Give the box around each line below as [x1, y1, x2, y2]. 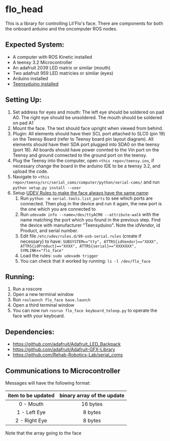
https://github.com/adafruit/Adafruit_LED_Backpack [12, 341, 121, 347]
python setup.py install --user [12, 185, 81, 191]
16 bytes [81, 400, 103, 408]
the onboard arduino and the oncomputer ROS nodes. [5, 25, 118, 31]
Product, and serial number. [20, 227, 79, 234]
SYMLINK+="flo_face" [20, 248, 64, 253]
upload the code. [12, 168, 49, 174]
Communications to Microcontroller [5, 366, 121, 375]
